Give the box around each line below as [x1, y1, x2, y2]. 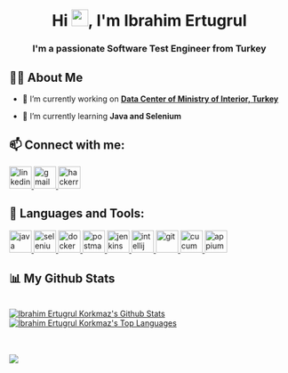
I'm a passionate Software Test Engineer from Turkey [32, 43, 267, 55]
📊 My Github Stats [9, 271, 116, 286]
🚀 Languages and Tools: [9, 206, 145, 222]
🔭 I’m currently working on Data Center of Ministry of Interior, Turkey [21, 93, 279, 104]
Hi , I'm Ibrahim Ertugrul [52, 11, 247, 31]
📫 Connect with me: [9, 138, 125, 153]
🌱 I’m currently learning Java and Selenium [21, 110, 182, 121]
